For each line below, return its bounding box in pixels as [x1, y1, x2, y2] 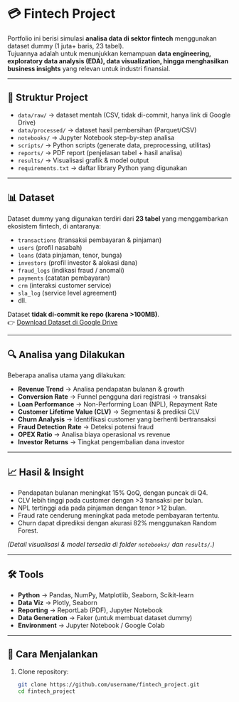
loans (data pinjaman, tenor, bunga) [17, 251, 122, 259]
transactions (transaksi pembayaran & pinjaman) [17, 236, 162, 244]
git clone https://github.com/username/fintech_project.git [17, 681, 200, 688]
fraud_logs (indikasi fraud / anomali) [17, 266, 124, 274]
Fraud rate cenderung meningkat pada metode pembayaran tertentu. [17, 511, 220, 520]
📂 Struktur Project [7, 92, 89, 104]
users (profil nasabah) [17, 243, 83, 251]
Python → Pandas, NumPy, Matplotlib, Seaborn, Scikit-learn [17, 591, 194, 599]
